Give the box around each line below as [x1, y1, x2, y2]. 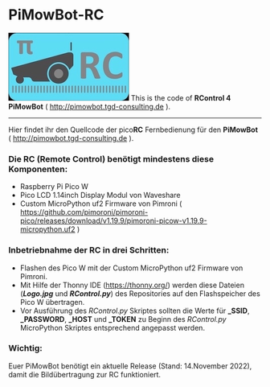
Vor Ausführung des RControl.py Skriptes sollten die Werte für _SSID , [19, 306, 250, 315]
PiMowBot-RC [8, 6, 104, 24]
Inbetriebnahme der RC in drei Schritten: [8, 245, 170, 256]
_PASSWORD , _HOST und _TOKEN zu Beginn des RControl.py [19, 314, 227, 323]
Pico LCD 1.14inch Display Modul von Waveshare [19, 191, 181, 200]
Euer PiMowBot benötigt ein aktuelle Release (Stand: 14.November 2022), [8, 360, 252, 371]
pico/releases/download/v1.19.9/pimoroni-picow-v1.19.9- [19, 216, 207, 226]
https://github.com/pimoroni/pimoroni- [19, 208, 149, 217]
